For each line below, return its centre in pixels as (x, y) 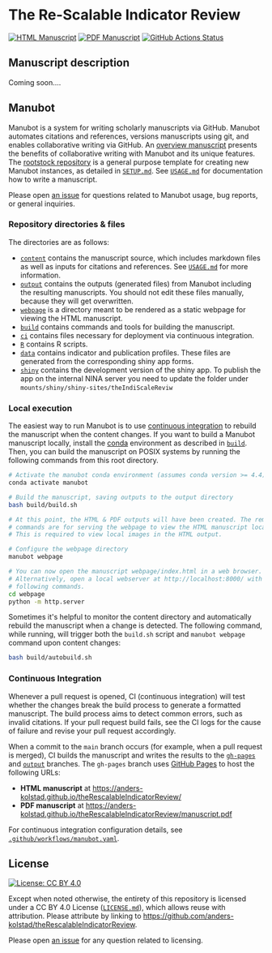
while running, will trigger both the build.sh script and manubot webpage (127, 634)
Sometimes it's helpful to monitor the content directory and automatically (130, 617)
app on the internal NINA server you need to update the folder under (134, 378)
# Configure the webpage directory (68, 549)
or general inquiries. (42, 204)
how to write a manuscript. (53, 179)
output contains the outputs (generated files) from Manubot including (136, 283)
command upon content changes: (65, 643)
